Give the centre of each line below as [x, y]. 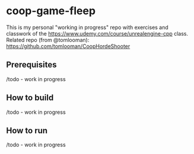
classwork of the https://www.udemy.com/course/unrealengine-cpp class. [97, 33]
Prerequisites [31, 65]
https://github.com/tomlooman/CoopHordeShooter [68, 46]
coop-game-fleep [51, 11]
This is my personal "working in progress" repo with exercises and [88, 27]
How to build [30, 98]
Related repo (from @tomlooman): [48, 40]
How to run [27, 131]
